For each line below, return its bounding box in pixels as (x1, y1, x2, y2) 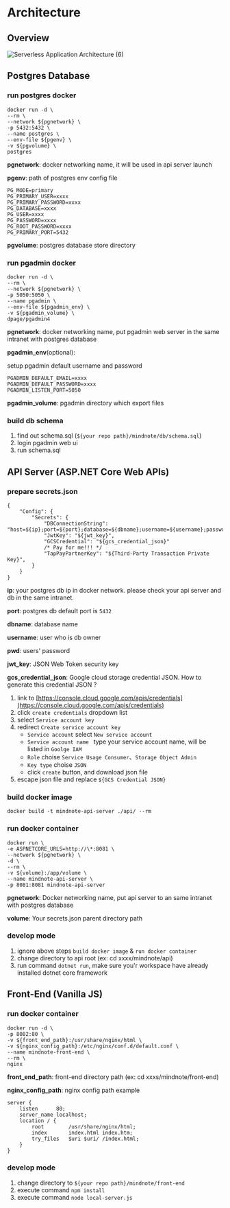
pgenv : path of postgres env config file (7, 174, 118, 182)
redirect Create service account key (16, 722, 121, 731)
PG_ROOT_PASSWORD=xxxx (7, 223, 72, 230)
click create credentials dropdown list (16, 708, 128, 716)
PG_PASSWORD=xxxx (7, 217, 57, 224)
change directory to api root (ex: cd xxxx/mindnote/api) (16, 954, 173, 962)
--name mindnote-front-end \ (7, 1048, 90, 1056)
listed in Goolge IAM (27, 744, 82, 753)
